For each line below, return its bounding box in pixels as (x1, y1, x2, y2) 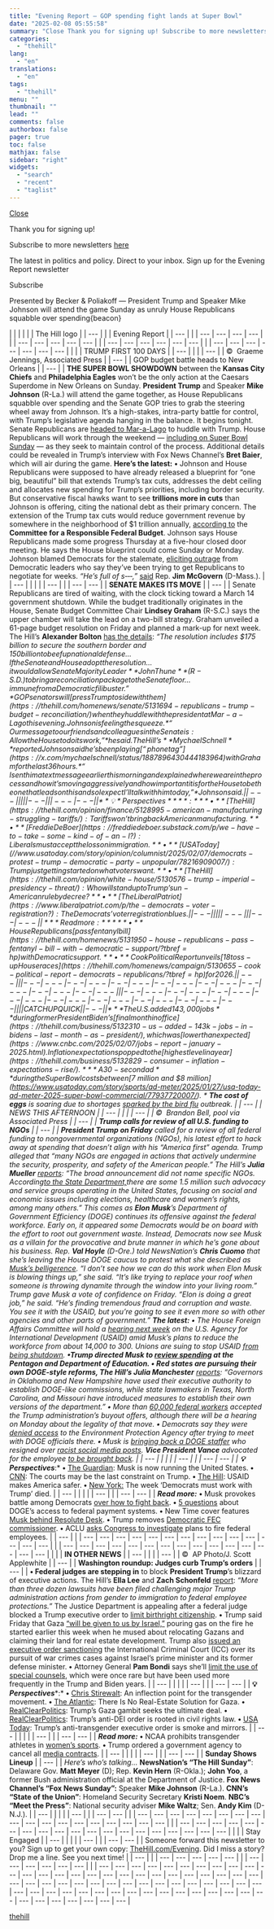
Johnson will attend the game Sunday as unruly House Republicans (9, 304, 235, 314)
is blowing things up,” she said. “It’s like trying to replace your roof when (9, 1271, 253, 1282)
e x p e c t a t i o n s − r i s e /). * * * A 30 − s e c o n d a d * (9, 1064, 159, 1074)
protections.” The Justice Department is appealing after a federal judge (9, 1601, 248, 1611)
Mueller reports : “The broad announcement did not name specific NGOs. (9, 1168, 255, 1178)
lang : (9, 50, 28, 58)
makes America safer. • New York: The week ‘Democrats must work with (9, 1480, 253, 1489)
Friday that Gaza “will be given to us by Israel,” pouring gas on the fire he (9, 1618, 254, 1628)
